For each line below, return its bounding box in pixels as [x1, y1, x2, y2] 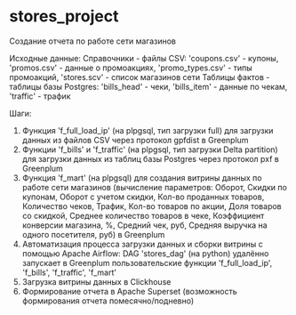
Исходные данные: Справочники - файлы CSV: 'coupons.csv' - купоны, [9, 52, 279, 63]
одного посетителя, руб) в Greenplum [21, 229, 165, 239]
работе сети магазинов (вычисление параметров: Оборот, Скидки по [21, 182, 287, 192]
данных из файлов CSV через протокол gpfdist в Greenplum [21, 134, 249, 145]
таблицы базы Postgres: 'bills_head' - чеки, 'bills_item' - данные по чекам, [9, 81, 288, 92]
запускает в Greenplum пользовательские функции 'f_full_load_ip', [21, 257, 273, 268]
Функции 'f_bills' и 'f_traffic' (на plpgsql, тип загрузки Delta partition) [21, 144, 278, 155]
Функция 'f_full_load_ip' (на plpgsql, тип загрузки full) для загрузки [21, 125, 274, 135]
